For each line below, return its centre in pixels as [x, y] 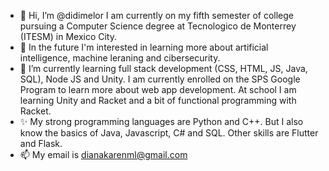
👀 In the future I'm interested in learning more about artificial [144, 47]
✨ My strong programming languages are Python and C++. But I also [161, 121]
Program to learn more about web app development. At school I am [158, 89]
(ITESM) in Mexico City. [68, 36]
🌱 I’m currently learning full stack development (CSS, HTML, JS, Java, [163, 68]
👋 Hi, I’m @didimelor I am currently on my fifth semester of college [157, 15]
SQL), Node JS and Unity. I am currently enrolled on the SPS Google [160, 79]
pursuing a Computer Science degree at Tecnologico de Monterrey [158, 26]
